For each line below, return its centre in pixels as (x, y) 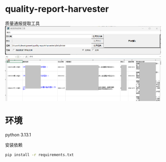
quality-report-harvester (57, 9)
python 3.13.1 (18, 134)
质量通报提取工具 (22, 23)
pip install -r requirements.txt (40, 155)
